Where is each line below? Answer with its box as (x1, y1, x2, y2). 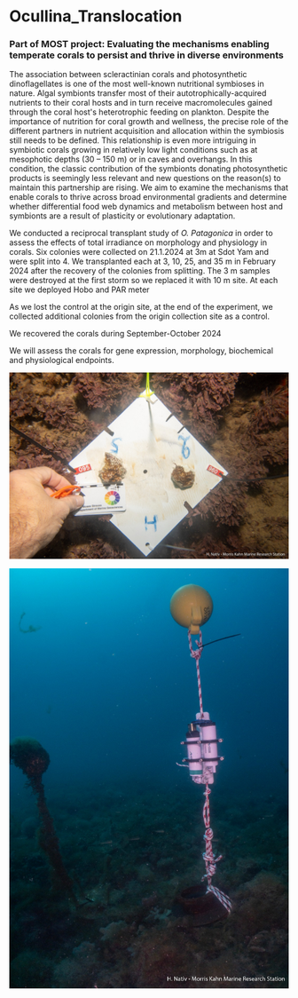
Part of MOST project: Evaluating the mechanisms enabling (9, 38, 270, 51)
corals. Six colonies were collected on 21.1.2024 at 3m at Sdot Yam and (9, 247, 269, 257)
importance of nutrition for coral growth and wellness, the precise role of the (9, 116, 289, 127)
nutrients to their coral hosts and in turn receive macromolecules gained (9, 98, 273, 108)
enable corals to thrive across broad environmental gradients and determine (9, 192, 287, 202)
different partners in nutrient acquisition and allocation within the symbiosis (9, 126, 285, 137)
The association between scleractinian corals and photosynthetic (9, 69, 247, 80)
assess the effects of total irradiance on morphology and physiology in (9, 237, 268, 248)
